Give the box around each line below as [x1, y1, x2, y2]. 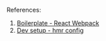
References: [6, 6, 41, 14]
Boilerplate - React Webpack [16, 19, 100, 27]
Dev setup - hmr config [16, 27, 84, 34]
